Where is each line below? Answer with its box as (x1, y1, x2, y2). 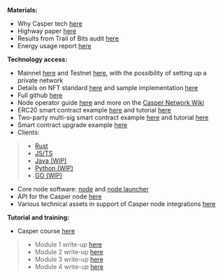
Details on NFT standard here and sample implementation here (17, 84, 199, 92)
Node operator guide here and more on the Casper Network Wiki (17, 98, 205, 107)
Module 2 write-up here (34, 248, 103, 256)
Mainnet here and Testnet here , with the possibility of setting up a (17, 69, 207, 77)
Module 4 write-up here (34, 263, 103, 271)
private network (17, 76, 64, 85)
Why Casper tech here (17, 20, 82, 27)
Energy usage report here (17, 42, 92, 50)
